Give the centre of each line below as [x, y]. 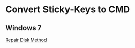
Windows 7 [24, 28]
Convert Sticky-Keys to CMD [68, 9]
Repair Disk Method [26, 40]
